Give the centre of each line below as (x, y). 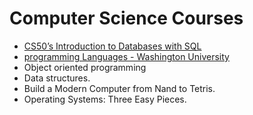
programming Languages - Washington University (126, 56)
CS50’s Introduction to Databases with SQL (112, 46)
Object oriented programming (85, 67)
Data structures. (57, 78)
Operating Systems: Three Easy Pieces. (105, 99)
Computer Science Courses (126, 18)
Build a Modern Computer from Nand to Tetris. (119, 88)
